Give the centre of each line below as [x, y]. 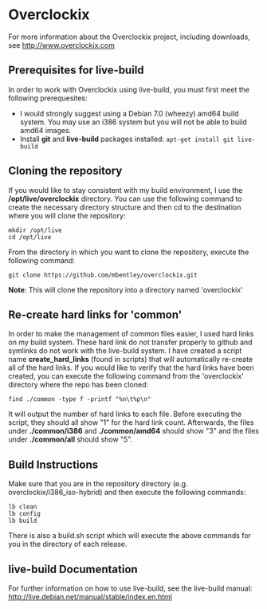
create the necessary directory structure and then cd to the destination [125, 207]
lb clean [23, 507]
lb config [25, 514]
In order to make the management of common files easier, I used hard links [131, 334]
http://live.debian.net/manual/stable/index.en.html [90, 597]
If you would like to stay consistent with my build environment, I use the [126, 190]
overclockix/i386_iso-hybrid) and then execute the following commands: [127, 493]
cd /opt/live [30, 237]
